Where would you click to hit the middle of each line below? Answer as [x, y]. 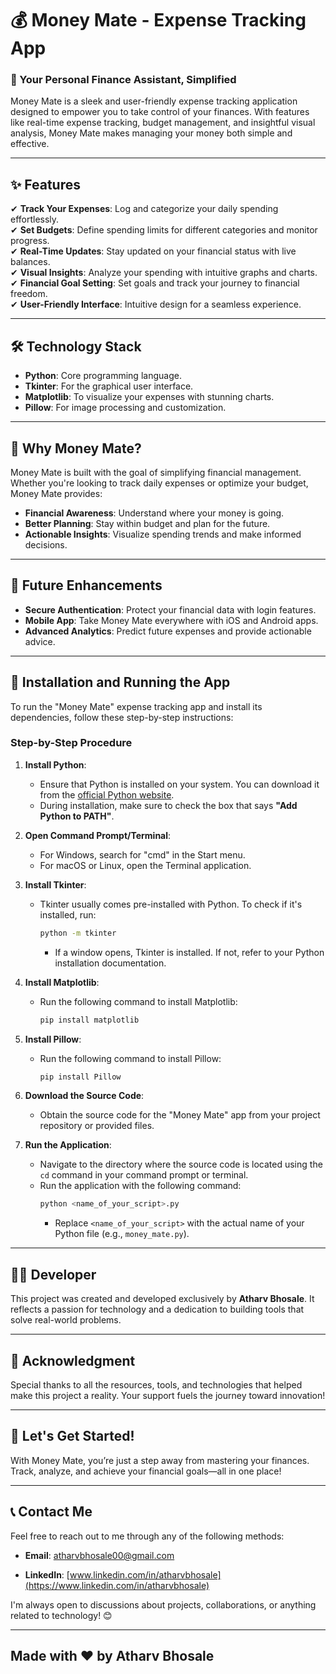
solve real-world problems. [66, 1320]
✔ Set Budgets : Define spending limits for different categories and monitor [164, 230]
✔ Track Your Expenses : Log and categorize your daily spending [144, 209]
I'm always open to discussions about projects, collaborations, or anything [163, 1604]
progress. [30, 241]
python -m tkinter [78, 933]
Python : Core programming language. [103, 376]
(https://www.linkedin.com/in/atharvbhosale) [117, 1585]
